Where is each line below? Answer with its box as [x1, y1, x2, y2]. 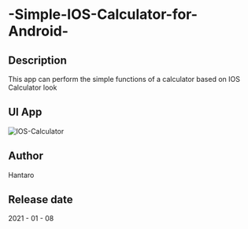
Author [8, 150, 43, 163]
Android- [8, 22, 69, 40]
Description [8, 54, 67, 67]
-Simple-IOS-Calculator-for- [8, 6, 198, 24]
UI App [8, 105, 43, 119]
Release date [8, 193, 73, 206]
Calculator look [8, 83, 57, 92]
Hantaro [8, 170, 35, 179]
